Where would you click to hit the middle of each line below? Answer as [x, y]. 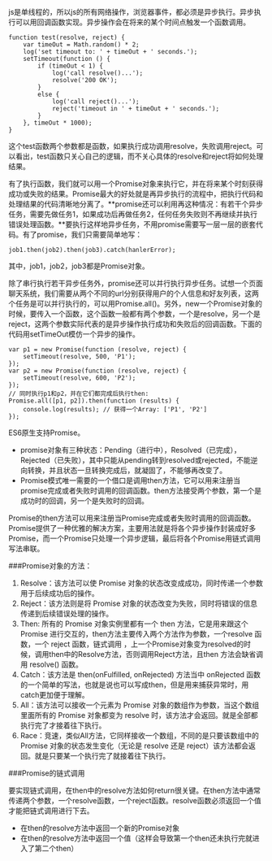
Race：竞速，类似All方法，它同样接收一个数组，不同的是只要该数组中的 [140, 735]
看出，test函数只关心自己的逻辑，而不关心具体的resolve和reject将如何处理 [139, 156]
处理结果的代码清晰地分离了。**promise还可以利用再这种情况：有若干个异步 [136, 204]
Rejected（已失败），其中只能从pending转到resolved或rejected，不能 [136, 460]
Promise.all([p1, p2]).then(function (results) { [94, 401]
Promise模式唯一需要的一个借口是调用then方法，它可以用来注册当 [130, 481]
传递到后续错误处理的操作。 [67, 613]
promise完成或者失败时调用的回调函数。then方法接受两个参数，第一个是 [141, 491]
